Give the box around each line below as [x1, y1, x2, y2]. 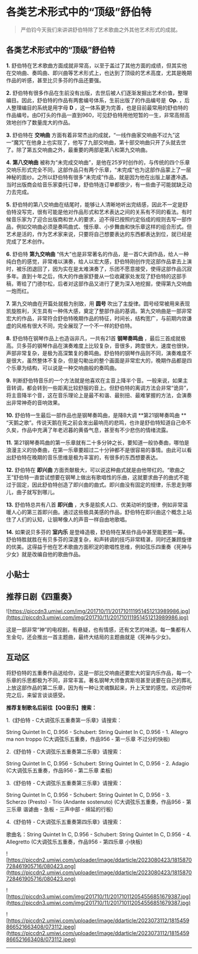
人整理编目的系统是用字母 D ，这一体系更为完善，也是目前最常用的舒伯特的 [6, 104, 189, 111]
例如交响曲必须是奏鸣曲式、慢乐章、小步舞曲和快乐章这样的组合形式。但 [16, 223, 192, 230]
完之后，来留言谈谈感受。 [6, 691, 68, 698]
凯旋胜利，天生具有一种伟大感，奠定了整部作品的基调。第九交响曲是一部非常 [6, 307, 192, 314]
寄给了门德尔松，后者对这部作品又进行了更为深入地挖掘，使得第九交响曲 [16, 280, 192, 287]
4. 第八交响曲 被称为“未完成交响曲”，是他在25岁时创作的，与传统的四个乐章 [6, 159, 190, 166]
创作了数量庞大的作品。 [16, 119, 74, 126]
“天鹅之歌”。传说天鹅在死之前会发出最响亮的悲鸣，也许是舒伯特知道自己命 [6, 419, 187, 426]
